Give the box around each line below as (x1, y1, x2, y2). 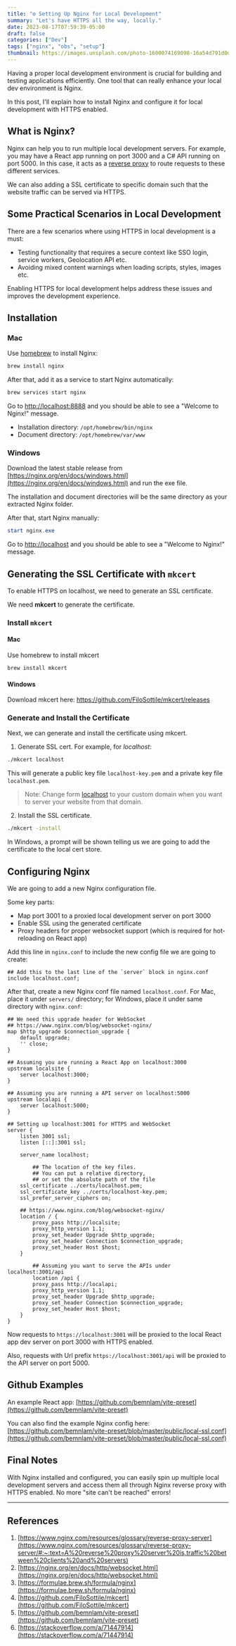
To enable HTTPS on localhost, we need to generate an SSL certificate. (7, 586, 214, 595)
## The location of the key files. (32, 1164, 137, 1171)
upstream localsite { (7, 1065, 71, 1072)
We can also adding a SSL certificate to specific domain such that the (7, 180, 209, 189)
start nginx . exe (7, 528, 55, 535)
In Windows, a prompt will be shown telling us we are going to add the (7, 837, 211, 846)
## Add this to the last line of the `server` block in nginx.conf (7, 968, 209, 975)
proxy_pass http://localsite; (32, 1219, 121, 1226)
